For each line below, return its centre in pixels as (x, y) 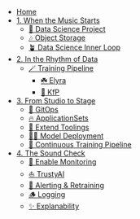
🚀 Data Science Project (67, 29)
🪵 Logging (47, 194)
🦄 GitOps (43, 109)
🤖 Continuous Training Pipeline (80, 145)
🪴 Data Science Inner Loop (74, 47)
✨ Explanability (54, 206)
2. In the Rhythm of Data (57, 59)
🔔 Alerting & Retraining (66, 185)
